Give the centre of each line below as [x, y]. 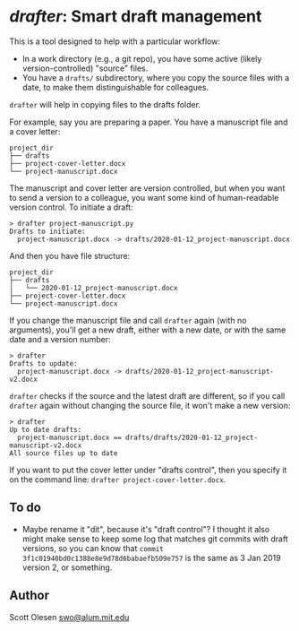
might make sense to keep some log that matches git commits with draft [155, 539]
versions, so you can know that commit [93, 548]
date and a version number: [60, 339]
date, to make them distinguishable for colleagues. [115, 87]
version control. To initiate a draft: [71, 207]
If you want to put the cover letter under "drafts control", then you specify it [148, 470]
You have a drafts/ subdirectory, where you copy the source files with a [156, 77]
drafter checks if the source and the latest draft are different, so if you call [147, 395]
